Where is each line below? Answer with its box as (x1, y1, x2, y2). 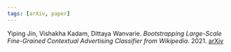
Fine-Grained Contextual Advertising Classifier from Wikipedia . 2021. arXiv (7, 36, 224, 45)
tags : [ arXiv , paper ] (7, 10, 71, 17)
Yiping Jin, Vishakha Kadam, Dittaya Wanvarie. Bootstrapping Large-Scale (7, 29, 222, 37)
